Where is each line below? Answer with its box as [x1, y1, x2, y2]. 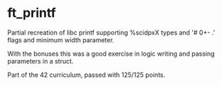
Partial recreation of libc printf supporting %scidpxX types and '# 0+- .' [7, 28, 216, 37]
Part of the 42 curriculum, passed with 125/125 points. [7, 70, 165, 79]
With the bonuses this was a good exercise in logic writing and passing [7, 49, 215, 58]
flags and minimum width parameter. [7, 35, 115, 44]
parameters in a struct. [7, 56, 74, 65]
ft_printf [7, 5, 57, 21]
